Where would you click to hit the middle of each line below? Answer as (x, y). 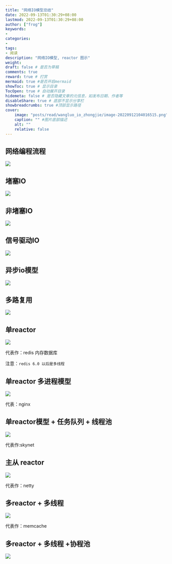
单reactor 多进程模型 (38, 381)
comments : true (21, 72)
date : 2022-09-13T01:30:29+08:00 (41, 15)
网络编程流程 (26, 151)
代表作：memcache (26, 526)
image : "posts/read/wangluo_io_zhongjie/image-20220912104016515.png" (91, 115)
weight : (14, 63)
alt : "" (23, 124)
